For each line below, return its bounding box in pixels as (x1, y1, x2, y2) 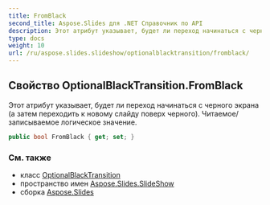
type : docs (8, 34, 45, 43)
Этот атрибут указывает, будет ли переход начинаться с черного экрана (8, 100, 260, 109)
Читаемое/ (202, 109, 239, 118)
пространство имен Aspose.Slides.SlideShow (19, 178, 174, 188)
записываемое (8, 117, 59, 127)
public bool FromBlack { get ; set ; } (8, 133, 135, 141)
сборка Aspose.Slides (19, 187, 94, 197)
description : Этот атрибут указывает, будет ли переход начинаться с (8, 27, 247, 35)
